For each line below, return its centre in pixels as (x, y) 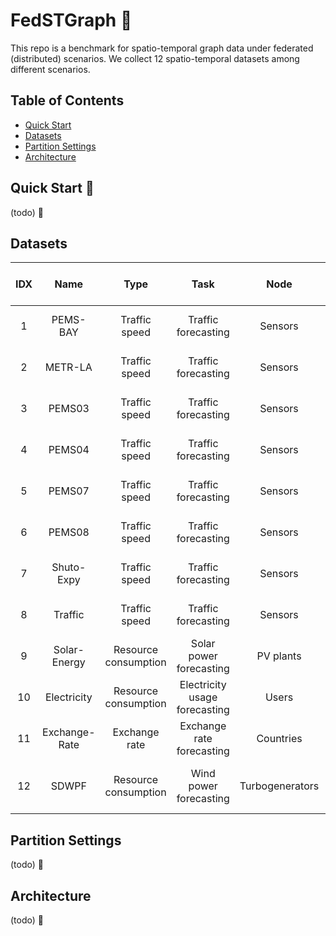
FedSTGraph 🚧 (71, 20)
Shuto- (69, 567)
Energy (68, 662)
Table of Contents (67, 100)
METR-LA (68, 367)
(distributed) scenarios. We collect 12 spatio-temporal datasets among (155, 58)
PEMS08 (69, 532)
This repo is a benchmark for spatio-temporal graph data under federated (162, 48)
